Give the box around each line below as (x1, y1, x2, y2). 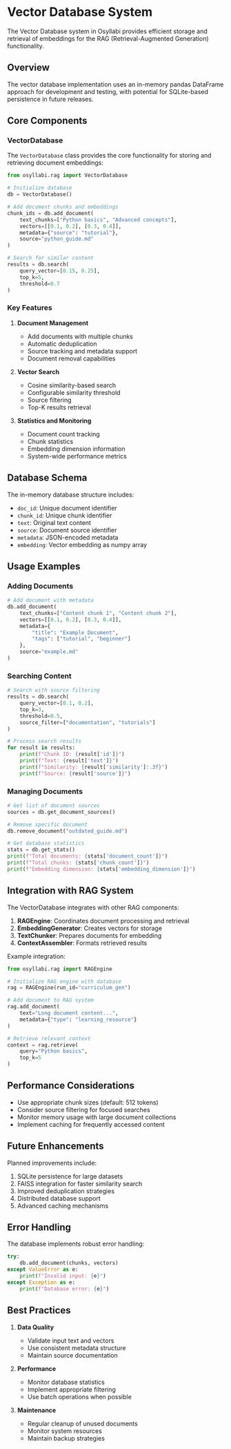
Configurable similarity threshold (27, 388, 121, 396)
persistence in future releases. (7, 95, 94, 103)
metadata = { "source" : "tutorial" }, (19, 229, 119, 236)
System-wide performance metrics (27, 452, 128, 460)
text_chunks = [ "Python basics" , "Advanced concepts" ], (19, 216, 177, 223)
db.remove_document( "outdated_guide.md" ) (7, 827, 128, 834)
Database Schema (7, 472, 88, 484)
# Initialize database (7, 185, 72, 192)
